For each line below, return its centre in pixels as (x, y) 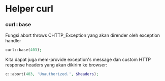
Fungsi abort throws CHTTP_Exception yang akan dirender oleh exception (83, 35)
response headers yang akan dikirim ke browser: (56, 65)
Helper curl (29, 9)
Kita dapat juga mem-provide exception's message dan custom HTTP (78, 60)
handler (13, 41)
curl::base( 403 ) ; (24, 50)
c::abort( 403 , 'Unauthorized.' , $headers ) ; (52, 74)
